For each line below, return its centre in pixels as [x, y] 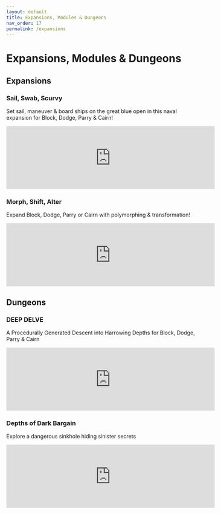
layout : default [27, 12]
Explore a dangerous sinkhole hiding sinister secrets [71, 437]
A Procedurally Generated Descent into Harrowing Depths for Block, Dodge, [101, 333]
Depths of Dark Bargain [41, 423]
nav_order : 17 [24, 23]
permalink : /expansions [36, 29]
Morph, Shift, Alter [34, 202]
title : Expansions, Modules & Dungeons [56, 18]
